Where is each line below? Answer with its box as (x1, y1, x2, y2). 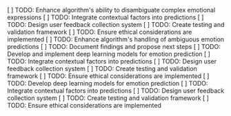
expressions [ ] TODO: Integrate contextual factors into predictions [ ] (7, 13, 204, 21)
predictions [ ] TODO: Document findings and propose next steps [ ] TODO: (7, 43, 221, 50)
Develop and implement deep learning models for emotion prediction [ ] (7, 50, 210, 58)
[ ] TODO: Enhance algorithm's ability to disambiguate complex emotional (7, 6, 216, 14)
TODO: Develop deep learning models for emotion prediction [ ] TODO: (7, 79, 208, 87)
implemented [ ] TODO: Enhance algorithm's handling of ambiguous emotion (7, 35, 225, 43)
